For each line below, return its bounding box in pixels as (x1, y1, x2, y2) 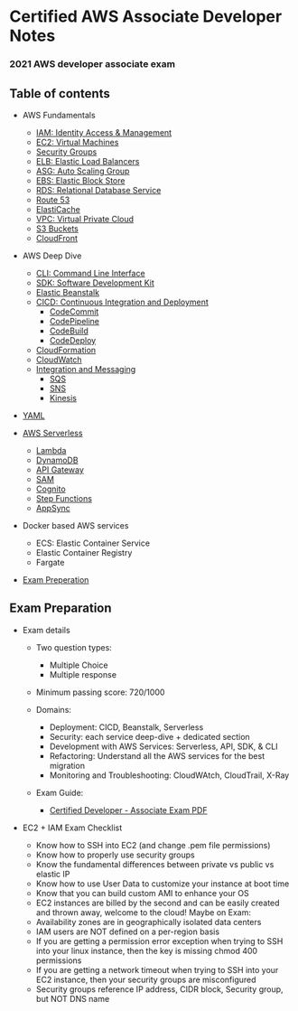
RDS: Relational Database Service (35, 184, 162, 195)
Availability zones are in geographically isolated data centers (35, 916, 262, 927)
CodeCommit (49, 305, 99, 317)
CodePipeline (49, 315, 100, 326)
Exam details (22, 624, 70, 635)
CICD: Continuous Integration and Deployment (35, 296, 210, 307)
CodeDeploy (49, 334, 97, 345)
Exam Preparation (9, 601, 112, 616)
